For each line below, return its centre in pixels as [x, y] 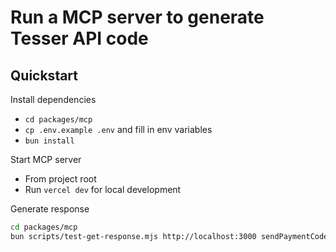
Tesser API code [79, 38]
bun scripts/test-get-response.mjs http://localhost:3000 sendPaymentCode [169, 236]
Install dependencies [53, 99]
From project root [60, 179]
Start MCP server [46, 159]
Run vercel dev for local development [103, 189]
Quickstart [44, 75]
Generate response [50, 209]
